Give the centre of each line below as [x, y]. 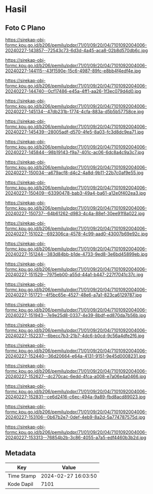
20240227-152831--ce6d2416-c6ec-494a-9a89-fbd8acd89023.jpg [75, 397]
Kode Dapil [20, 484]
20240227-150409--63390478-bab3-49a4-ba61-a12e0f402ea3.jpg [75, 193]
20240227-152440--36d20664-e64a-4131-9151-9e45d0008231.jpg [75, 356]
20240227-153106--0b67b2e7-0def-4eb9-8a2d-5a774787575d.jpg [75, 417]
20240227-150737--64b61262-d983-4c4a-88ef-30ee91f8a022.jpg [75, 213]
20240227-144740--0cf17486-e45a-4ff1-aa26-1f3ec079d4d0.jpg [73, 91]
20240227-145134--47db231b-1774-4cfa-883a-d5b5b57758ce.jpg [74, 112]
